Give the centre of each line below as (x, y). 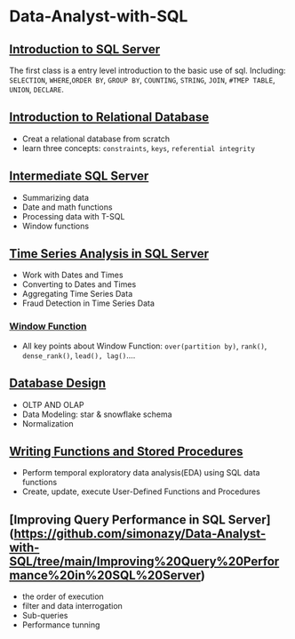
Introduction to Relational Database (109, 117)
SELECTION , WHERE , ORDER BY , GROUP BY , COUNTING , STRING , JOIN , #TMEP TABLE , (142, 80)
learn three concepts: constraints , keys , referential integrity (139, 148)
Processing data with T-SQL (73, 216)
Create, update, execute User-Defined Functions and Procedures (141, 491)
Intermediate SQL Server (79, 176)
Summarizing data (56, 197)
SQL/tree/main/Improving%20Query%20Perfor (144, 561)
